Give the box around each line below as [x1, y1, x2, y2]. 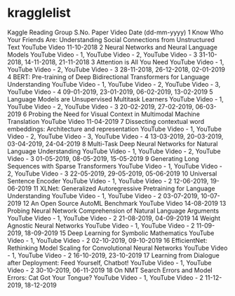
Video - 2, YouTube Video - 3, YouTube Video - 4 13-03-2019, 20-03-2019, [7, 132, 224, 141]
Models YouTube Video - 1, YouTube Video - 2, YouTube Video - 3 [7, 50, 198, 59]
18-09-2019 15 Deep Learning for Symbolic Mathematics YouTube [24, 229, 215, 237]
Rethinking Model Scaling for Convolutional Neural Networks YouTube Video [7, 244, 228, 252]
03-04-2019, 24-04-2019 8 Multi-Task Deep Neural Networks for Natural [7, 139, 218, 148]
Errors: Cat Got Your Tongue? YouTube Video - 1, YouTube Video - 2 [7, 273, 203, 281]
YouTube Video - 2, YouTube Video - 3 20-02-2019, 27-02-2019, [7, 102, 194, 111]
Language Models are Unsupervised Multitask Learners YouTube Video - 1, [7, 94, 224, 103]
